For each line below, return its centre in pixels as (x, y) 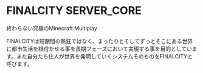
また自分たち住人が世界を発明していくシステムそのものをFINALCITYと (105, 56)
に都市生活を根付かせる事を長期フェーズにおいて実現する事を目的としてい (99, 49)
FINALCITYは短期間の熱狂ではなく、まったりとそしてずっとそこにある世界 (100, 41)
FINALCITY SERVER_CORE (74, 11)
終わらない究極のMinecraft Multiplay (52, 28)
